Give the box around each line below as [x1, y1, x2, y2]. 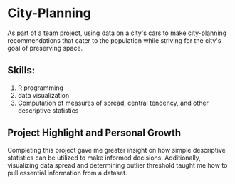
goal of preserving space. [7, 44, 83, 52]
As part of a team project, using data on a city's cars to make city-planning [7, 29, 227, 37]
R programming [17, 83, 64, 92]
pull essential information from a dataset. [7, 168, 127, 177]
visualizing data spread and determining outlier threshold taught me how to [7, 160, 228, 169]
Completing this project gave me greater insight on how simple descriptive [7, 145, 226, 154]
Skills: [7, 64, 36, 76]
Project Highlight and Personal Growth [7, 127, 182, 139]
